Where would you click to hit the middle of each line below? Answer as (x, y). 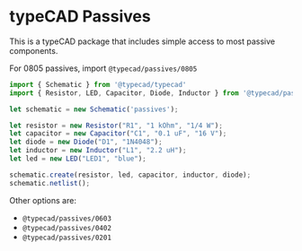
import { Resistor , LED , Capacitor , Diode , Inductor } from (124, 93)
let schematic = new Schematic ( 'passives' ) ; (94, 109)
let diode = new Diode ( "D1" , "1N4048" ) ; (86, 142)
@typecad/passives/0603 (67, 218)
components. (34, 50)
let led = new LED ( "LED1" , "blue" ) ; (78, 159)
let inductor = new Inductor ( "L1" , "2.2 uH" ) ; (98, 151)
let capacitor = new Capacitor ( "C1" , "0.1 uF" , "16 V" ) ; (118, 134)
